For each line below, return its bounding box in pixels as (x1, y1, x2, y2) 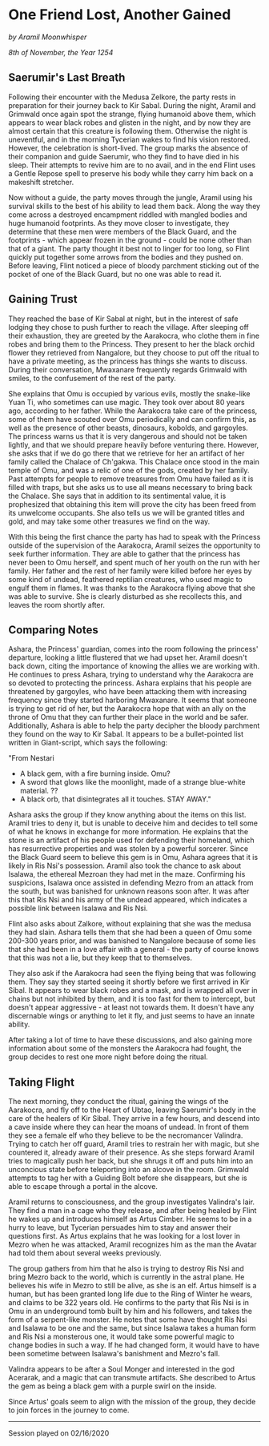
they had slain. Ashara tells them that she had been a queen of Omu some (8, 927, 252, 938)
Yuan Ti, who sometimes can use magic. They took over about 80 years (8, 397, 246, 407)
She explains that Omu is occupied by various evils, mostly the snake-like (8, 388, 251, 398)
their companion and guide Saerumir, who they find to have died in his (8, 151, 239, 161)
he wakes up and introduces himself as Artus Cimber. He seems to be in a (8, 1215, 252, 1224)
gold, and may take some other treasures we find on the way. (8, 516, 211, 526)
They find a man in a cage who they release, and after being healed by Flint (8, 1206, 257, 1215)
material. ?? (19, 786, 58, 796)
